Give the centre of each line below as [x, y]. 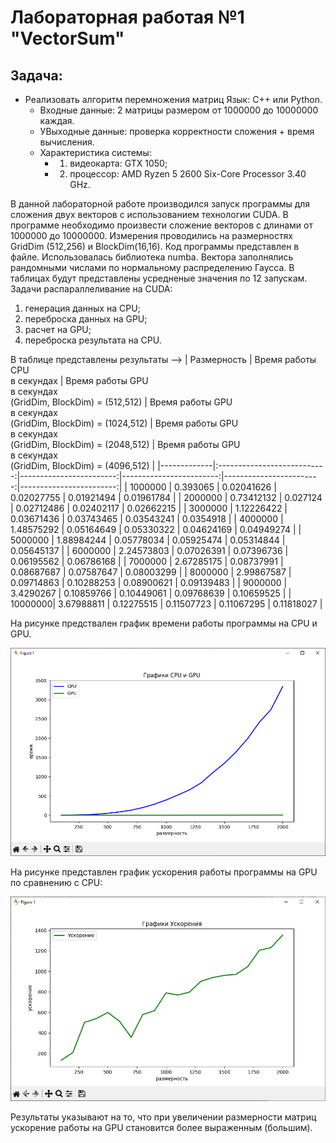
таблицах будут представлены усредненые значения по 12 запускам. [159, 278]
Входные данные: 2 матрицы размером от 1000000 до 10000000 [179, 110]
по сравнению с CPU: [56, 883]
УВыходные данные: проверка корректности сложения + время [177, 131]
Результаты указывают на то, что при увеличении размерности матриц [163, 1117]
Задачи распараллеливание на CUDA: [91, 289]
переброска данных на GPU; [86, 319]
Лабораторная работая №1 [127, 17]
